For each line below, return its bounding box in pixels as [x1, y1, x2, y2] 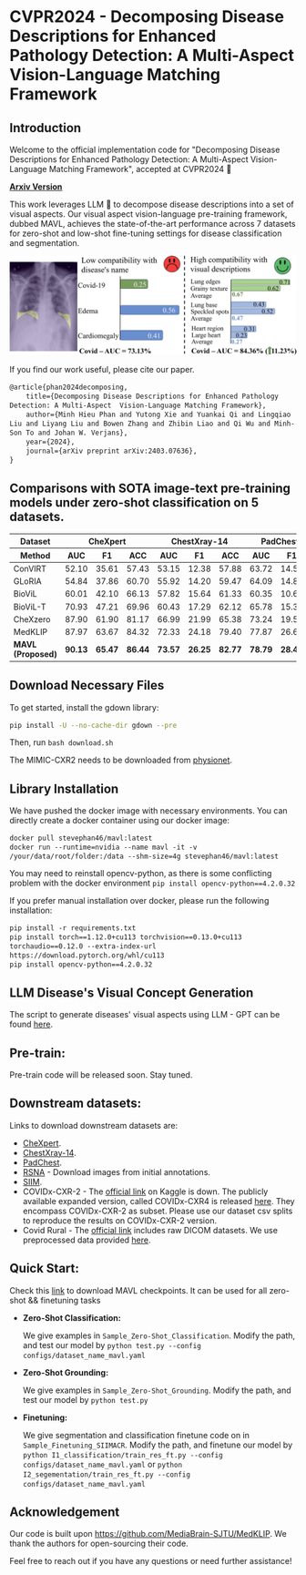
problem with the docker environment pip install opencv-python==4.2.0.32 [9, 877, 296, 889]
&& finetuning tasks [27, 1294, 101, 1305]
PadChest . [22, 1157, 62, 1168]
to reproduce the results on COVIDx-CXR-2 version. [22, 1214, 217, 1226]
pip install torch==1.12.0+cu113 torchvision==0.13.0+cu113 [9, 933, 243, 942]
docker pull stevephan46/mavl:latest [9, 834, 153, 844]
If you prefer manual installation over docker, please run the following [9, 895, 270, 906]
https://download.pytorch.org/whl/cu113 [9, 951, 166, 960]
